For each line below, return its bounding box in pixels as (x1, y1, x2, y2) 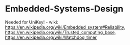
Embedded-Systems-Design (5, 3, 124, 14)
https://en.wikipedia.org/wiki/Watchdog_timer (5, 34, 97, 40)
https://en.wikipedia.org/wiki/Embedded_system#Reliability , (5, 24, 126, 30)
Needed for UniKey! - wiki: (5, 19, 59, 25)
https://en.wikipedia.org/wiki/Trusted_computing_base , (5, 29, 116, 35)
